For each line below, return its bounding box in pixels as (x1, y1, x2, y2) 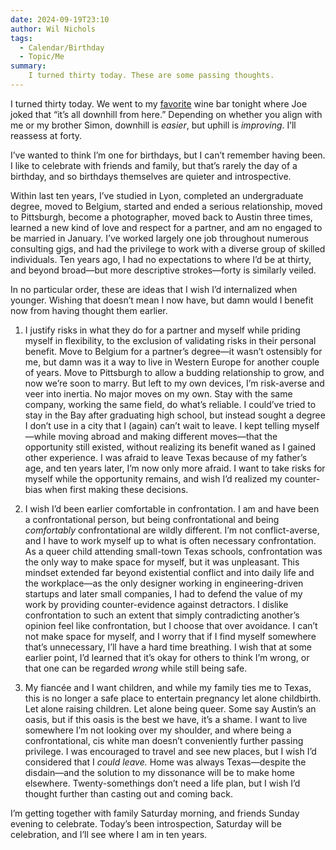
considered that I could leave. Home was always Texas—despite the (24, 756, 307, 768)
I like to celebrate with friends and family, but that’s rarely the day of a (10, 159, 298, 171)
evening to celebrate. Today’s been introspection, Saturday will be (10, 817, 282, 830)
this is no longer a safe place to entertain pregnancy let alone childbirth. (24, 692, 322, 704)
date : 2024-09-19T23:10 (10, 14, 110, 25)
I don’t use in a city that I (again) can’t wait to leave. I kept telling (24, 419, 290, 431)
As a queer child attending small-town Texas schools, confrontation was (24, 545, 323, 557)
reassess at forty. (10, 129, 83, 141)
